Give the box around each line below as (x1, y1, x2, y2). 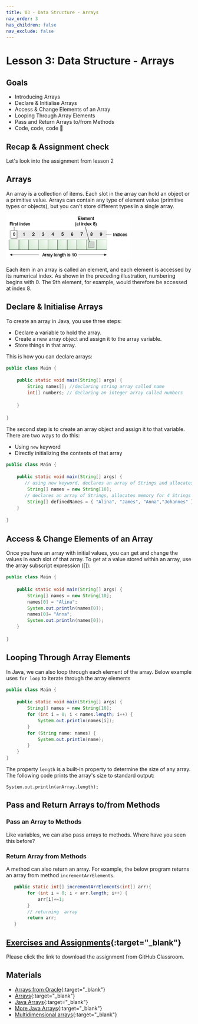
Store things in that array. (14, 341, 77, 348)
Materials (6, 970, 42, 980)
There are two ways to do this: (6, 432, 80, 439)
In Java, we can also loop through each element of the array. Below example (6, 668, 192, 675)
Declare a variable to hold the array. (14, 329, 102, 336)
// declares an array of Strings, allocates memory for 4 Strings (24, 492, 192, 498)
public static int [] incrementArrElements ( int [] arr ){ (14, 884, 151, 890)
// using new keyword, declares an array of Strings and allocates (24, 480, 194, 486)
